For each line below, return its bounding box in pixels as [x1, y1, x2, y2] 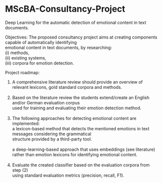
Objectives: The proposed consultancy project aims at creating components [5, 34, 158, 40]
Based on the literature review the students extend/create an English [12, 94, 150, 101]
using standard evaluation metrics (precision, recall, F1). [12, 172, 125, 178]
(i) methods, [5, 50, 30, 56]
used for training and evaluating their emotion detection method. [12, 105, 142, 111]
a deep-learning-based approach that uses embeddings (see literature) [12, 146, 156, 152]
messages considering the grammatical [12, 131, 91, 137]
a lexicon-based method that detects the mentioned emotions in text [12, 125, 150, 131]
